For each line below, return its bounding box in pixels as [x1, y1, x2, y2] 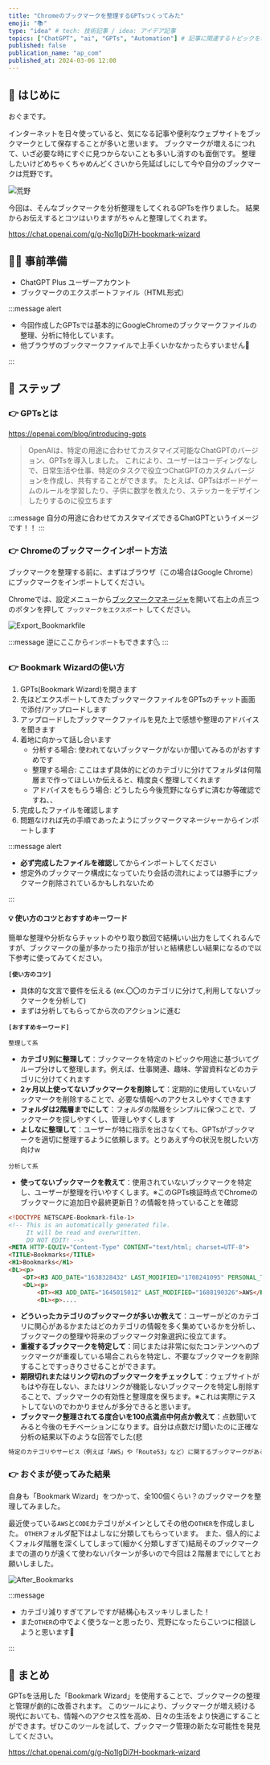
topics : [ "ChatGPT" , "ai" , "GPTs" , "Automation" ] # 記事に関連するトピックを [8, 34, 260, 43]
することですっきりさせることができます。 [19, 1362, 161, 1371]
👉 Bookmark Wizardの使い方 [8, 662, 125, 673]
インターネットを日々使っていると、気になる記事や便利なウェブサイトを [8, 128, 247, 138]
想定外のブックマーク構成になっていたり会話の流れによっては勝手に [19, 868, 245, 877]
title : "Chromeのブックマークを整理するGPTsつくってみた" [8, 11, 185, 20]
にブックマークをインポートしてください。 [8, 577, 149, 588]
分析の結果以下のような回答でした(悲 [19, 1432, 143, 1441]
